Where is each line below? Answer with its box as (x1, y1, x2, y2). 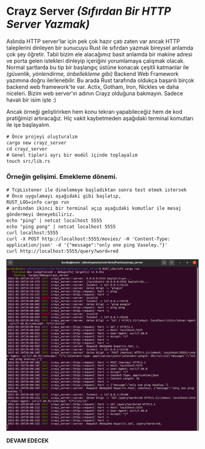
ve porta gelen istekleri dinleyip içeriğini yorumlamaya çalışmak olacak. (6, 57, 185, 64)
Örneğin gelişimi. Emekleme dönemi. (6, 172, 118, 181)
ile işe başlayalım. (6, 121, 51, 128)
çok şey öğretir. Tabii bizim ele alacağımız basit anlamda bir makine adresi (6, 50, 193, 58)
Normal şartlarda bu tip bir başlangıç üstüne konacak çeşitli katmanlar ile (6, 63, 189, 71)
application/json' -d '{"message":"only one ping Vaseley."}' (6, 242, 168, 249)
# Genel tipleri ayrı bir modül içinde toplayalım (6, 152, 138, 158)
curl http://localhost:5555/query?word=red (6, 248, 119, 255)
